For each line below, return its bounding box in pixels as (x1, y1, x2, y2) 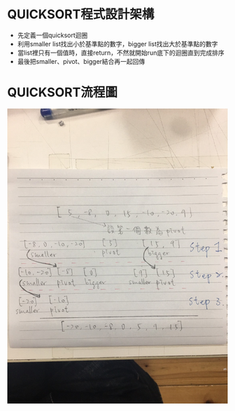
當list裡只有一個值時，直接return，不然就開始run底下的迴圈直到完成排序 (17, 48, 225, 57)
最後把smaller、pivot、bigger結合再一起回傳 (17, 57, 145, 65)
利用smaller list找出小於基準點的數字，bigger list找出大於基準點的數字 (17, 39, 218, 48)
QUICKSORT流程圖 (7, 85, 117, 100)
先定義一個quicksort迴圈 (17, 31, 88, 39)
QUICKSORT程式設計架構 (7, 6, 155, 22)
